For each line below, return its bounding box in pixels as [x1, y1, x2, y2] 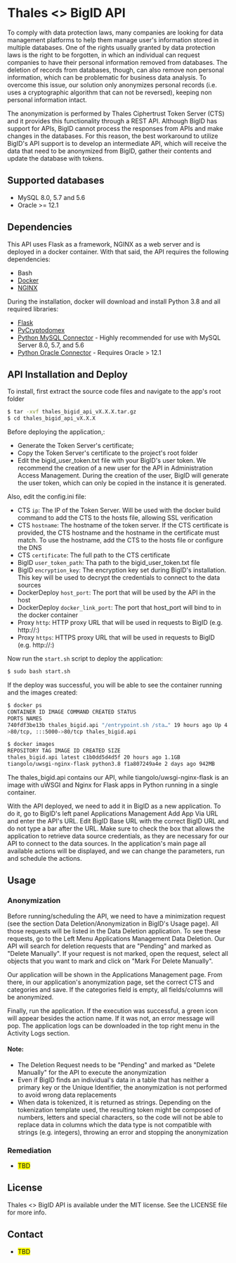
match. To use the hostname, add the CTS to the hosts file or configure [17, 536, 223, 545]
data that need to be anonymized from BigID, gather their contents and [7, 147, 212, 155]
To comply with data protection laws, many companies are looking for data [7, 28, 223, 37]
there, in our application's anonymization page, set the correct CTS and [7, 978, 214, 986]
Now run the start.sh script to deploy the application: [7, 654, 164, 663]
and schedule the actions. [7, 854, 82, 862]
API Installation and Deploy [7, 368, 128, 380]
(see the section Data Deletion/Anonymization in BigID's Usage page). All [7, 919, 219, 928]
